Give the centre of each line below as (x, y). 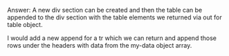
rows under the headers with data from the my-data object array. (100, 45)
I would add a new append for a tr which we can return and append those (112, 38)
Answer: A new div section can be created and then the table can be (105, 10)
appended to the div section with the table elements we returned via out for (115, 17)
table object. (25, 25)
